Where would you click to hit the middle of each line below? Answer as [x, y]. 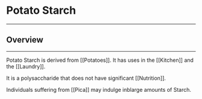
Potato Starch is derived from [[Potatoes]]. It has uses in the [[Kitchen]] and [100, 60]
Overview [25, 40]
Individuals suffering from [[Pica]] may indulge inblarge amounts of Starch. [99, 89]
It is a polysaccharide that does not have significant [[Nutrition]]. [86, 78]
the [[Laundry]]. [26, 66]
